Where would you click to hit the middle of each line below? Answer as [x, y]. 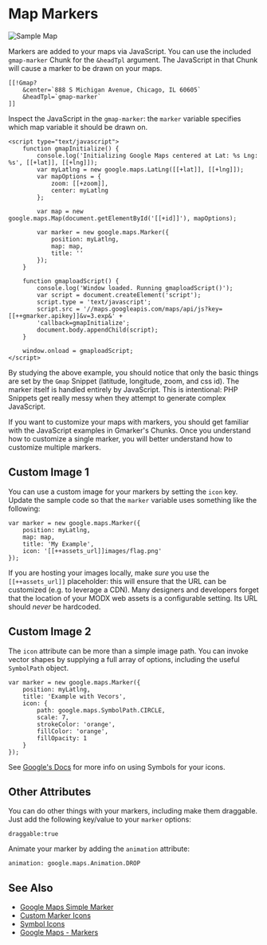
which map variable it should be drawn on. [78, 127]
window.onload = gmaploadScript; [78, 351]
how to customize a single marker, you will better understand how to [120, 438]
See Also [31, 888]
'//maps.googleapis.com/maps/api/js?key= [153, 309]
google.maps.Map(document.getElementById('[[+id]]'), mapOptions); [123, 218]
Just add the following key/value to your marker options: [100, 820]
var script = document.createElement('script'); [119, 295]
